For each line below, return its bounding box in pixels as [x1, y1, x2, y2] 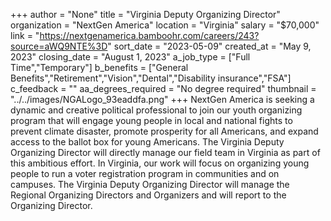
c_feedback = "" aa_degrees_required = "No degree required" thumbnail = [10, 83, 317, 94]
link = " [10, 30, 40, 41]
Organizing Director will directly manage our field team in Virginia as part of [10, 147, 321, 158]
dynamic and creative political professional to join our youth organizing [10, 104, 303, 116]
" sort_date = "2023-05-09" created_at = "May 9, [107, 40, 312, 52]
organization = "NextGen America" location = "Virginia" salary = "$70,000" [10, 19, 320, 31]
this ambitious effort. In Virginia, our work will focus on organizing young [10, 157, 310, 169]
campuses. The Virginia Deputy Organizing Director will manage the [10, 179, 290, 190]
